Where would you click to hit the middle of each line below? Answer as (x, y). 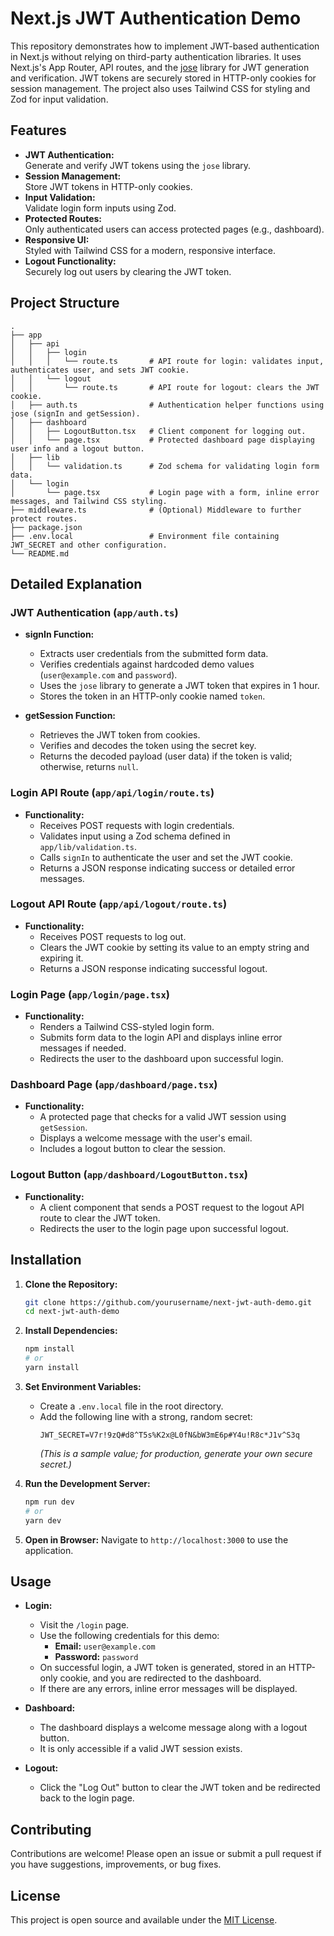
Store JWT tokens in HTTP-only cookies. (108, 186)
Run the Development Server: (87, 1483)
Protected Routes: (63, 218)
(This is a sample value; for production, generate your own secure (176, 1453)
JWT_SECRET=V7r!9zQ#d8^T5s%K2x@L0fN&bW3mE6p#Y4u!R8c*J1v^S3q (169, 1435)
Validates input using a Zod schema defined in (135, 836)
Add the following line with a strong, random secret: (146, 1416)
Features (38, 130)
